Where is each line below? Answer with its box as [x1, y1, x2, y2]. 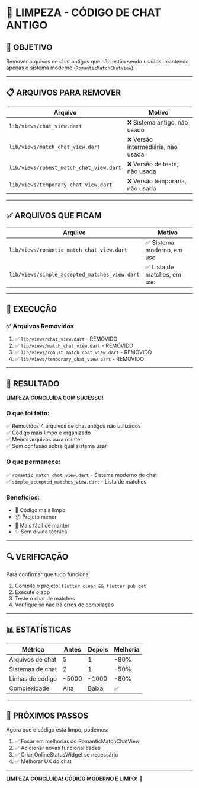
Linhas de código [9, 674, 57, 682]
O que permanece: [6, 457, 61, 466]
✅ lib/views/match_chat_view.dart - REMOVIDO [14, 342, 134, 349]
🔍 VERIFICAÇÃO [6, 552, 69, 562]
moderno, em [145, 246, 182, 254]
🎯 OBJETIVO [6, 42, 53, 52]
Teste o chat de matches [14, 595, 75, 602]
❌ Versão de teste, [127, 160, 179, 168]
